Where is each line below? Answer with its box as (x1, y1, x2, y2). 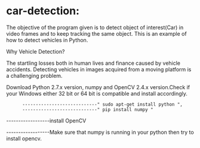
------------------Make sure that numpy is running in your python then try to (6, 128, 194, 136)
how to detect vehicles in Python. (6, 36, 88, 43)
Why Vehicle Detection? (6, 48, 65, 55)
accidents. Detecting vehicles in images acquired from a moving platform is (6, 65, 192, 73)
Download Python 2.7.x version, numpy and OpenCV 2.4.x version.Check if (6, 83, 190, 90)
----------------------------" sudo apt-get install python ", (21, 101, 183, 108)
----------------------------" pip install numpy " (21, 106, 153, 112)
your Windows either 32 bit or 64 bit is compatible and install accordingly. (6, 90, 188, 97)
